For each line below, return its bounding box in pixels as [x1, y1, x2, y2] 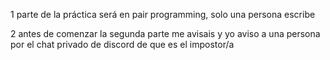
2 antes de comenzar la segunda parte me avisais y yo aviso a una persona [10, 28, 321, 39]
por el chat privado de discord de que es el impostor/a [10, 39, 235, 50]
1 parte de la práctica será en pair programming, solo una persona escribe [10, 9, 316, 20]
